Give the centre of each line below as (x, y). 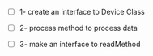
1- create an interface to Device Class (82, 12)
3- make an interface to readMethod (80, 45)
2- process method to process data (79, 28)
